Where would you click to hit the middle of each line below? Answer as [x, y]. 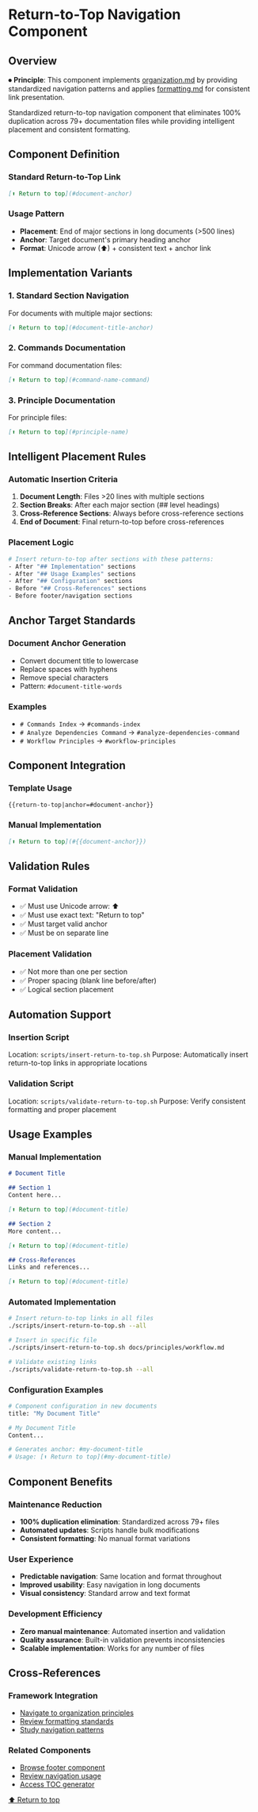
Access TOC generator [57, 1784]
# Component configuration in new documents [83, 1406]
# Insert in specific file [53, 1340]
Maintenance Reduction [55, 1505]
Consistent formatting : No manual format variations [105, 1538]
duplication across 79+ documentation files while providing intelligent [121, 121]
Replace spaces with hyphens [68, 669]
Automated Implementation [62, 1302]
